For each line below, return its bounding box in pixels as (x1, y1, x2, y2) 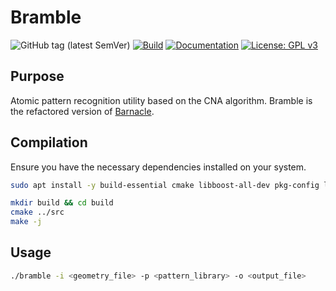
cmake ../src (10, 207, 65, 218)
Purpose (10, 68, 65, 85)
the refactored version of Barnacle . (10, 105, 155, 117)
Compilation (10, 134, 88, 151)
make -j (10, 217, 43, 227)
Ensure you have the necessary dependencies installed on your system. (10, 161, 307, 173)
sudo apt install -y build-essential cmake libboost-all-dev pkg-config (10, 180, 320, 190)
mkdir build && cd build (10, 198, 114, 208)
